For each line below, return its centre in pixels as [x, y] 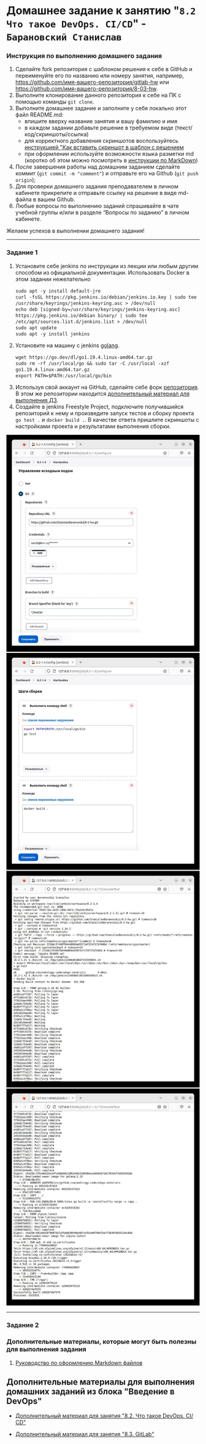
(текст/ [184, 128]
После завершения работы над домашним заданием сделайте [97, 167]
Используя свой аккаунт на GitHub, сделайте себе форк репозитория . [107, 387]
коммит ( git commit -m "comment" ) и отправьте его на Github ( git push [107, 174]
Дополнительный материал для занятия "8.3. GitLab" [85, 1434]
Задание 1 [22, 253]
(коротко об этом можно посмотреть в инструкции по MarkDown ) [111, 161]
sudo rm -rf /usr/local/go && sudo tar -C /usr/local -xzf [92, 363]
